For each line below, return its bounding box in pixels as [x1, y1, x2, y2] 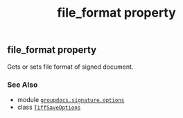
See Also [7, 80, 38, 90]
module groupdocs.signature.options [17, 95, 125, 103]
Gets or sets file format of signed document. [7, 62, 134, 71]
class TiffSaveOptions [17, 103, 81, 111]
